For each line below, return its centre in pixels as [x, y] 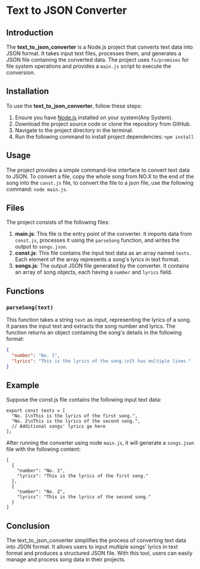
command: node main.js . [37, 189]
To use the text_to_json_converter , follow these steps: [74, 106]
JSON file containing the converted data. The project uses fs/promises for [98, 60]
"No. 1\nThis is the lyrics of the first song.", [75, 416]
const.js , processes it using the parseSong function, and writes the [97, 240]
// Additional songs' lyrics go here [59, 427]
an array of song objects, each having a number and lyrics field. [93, 272]
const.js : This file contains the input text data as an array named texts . [103, 253]
